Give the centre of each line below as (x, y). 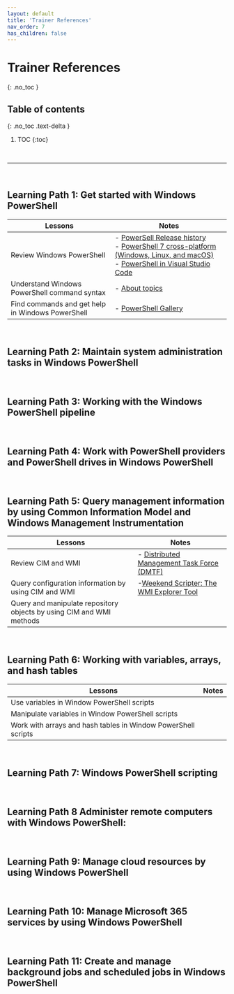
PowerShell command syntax (58, 292)
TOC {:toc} (33, 139)
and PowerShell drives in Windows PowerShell (110, 462)
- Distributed (159, 554)
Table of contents (46, 109)
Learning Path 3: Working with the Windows (105, 402)
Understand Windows (46, 284)
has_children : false (37, 33)
